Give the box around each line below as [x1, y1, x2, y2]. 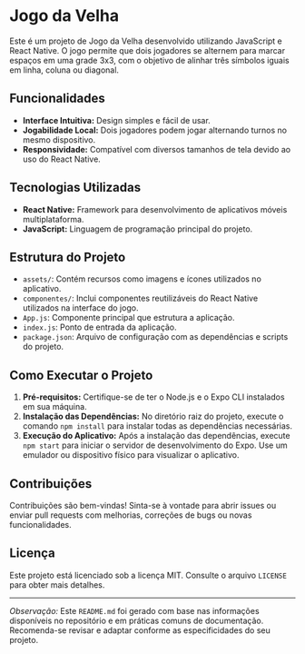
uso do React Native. [22, 154, 102, 164]
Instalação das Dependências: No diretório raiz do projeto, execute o [22, 411, 284, 422]
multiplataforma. [22, 213, 84, 224]
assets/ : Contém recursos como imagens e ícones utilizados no [22, 273, 261, 284]
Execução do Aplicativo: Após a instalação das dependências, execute [22, 431, 290, 441]
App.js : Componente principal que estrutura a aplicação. [22, 312, 235, 323]
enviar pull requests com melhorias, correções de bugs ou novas [9, 510, 252, 520]
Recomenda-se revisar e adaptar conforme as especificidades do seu [9, 624, 271, 636]
